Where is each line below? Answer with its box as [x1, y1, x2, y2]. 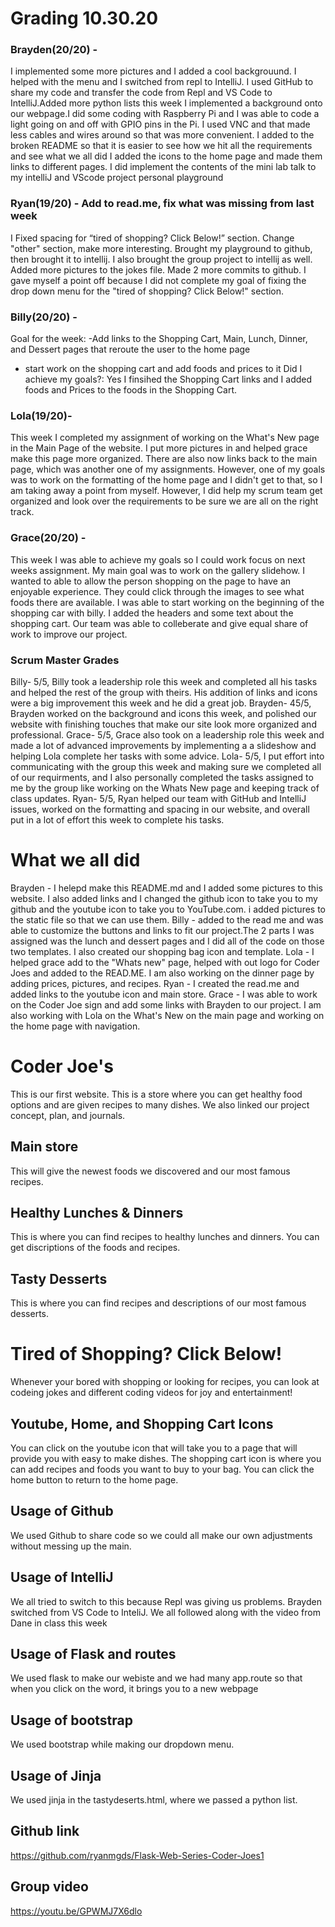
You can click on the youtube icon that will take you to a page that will [10, 1442, 298, 1454]
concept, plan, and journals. [10, 1109, 126, 1121]
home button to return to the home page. [10, 1474, 179, 1486]
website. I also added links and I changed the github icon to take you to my [10, 892, 318, 904]
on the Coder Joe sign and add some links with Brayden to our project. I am [10, 998, 322, 1011]
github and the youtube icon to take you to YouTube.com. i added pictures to [10, 903, 327, 915]
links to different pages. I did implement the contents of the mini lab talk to [10, 161, 317, 173]
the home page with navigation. [10, 1020, 141, 1032]
